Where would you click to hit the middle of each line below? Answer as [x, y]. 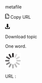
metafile [14, 7]
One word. [16, 46]
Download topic [21, 37]
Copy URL [21, 17]
